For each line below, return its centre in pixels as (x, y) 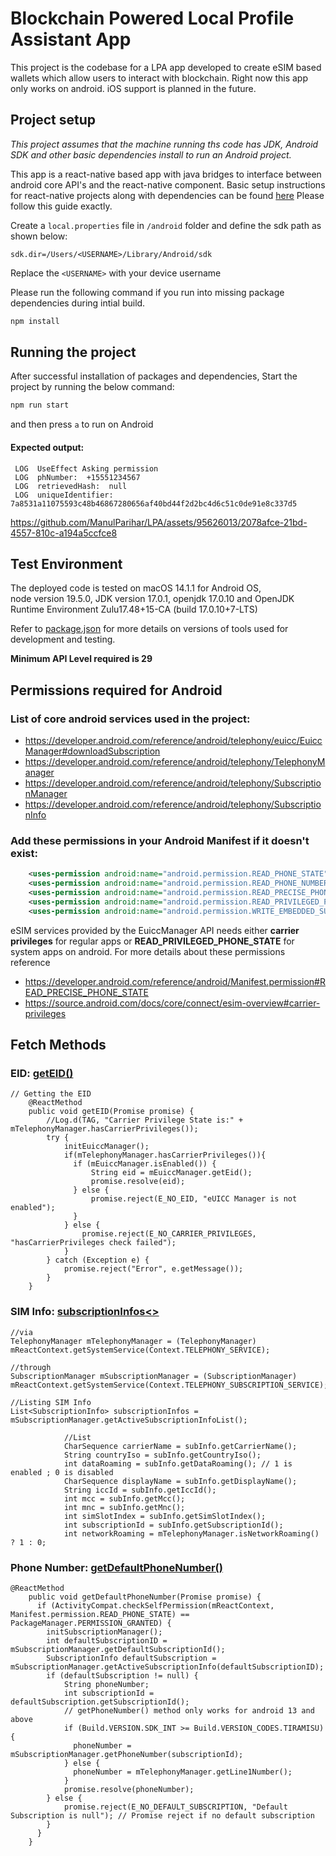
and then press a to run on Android (82, 424)
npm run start (40, 405)
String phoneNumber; (106, 1684)
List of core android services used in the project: (130, 719)
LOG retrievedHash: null (71, 486)
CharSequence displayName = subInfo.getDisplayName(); (180, 1481)
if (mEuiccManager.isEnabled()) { (145, 1164)
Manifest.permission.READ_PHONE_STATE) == (100, 1614)
